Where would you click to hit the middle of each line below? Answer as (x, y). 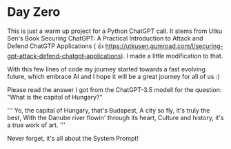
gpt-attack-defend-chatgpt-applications (64, 56)
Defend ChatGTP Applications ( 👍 (56, 46)
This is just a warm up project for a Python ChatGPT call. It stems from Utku (115, 31)
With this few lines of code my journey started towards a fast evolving (106, 69)
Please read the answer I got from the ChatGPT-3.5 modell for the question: (114, 89)
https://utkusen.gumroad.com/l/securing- (164, 46)
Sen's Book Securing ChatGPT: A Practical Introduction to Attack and (105, 38)
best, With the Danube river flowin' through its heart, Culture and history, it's (115, 117)
